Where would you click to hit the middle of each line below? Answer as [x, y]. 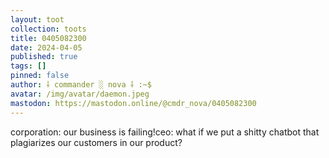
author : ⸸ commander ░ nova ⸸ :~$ [81, 85]
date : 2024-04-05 [46, 47]
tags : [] [28, 66]
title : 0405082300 [48, 38]
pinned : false [40, 76]
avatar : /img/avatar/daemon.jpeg [80, 94]
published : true [44, 57]
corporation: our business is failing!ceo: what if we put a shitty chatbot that [165, 132]
